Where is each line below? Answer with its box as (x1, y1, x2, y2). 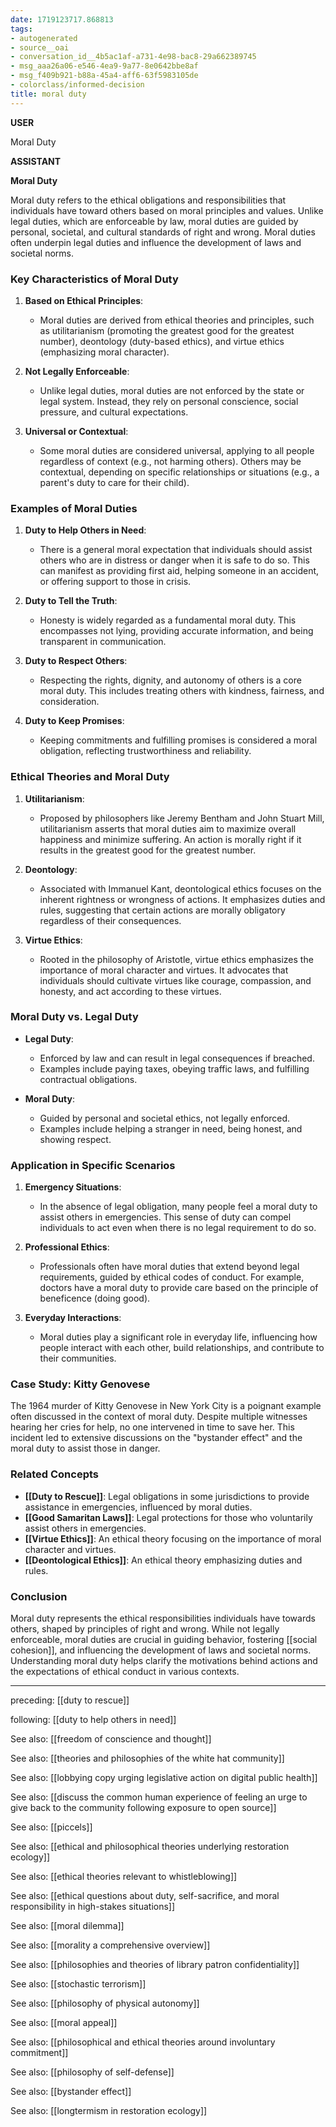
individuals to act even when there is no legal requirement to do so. (39, 1222, 317, 1234)
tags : (10, 24, 33, 34)
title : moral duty (10, 89, 87, 99)
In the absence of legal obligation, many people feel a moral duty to (39, 1201, 318, 1213)
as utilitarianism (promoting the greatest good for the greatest (39, 324, 295, 336)
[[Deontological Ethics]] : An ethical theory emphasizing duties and (24, 1554, 303, 1566)
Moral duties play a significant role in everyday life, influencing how (39, 1331, 318, 1343)
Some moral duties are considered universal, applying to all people (39, 444, 315, 456)
